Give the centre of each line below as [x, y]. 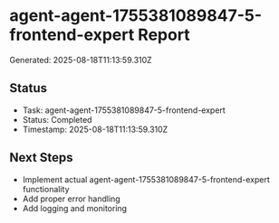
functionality [46, 189]
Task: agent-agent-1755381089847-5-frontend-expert [124, 110]
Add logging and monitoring [75, 208]
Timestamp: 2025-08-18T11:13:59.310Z [95, 129]
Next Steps [41, 158]
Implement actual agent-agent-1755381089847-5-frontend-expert [146, 179]
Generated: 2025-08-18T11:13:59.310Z [81, 60]
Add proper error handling [71, 199]
